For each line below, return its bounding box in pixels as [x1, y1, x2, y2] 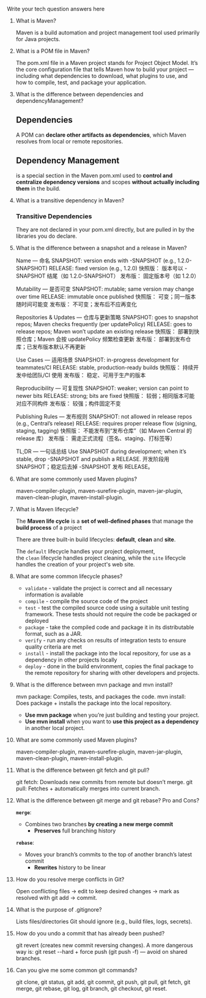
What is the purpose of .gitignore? [15, 905, 102, 913]
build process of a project [15, 524, 82, 531]
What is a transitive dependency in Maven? [15, 196, 125, 204]
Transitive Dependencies [15, 211, 92, 220]
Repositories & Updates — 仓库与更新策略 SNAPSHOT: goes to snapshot [15, 313, 199, 321]
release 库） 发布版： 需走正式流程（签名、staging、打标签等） [15, 435, 176, 442]
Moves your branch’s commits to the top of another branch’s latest [24, 850, 192, 858]
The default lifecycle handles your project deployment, [15, 547, 155, 555]
